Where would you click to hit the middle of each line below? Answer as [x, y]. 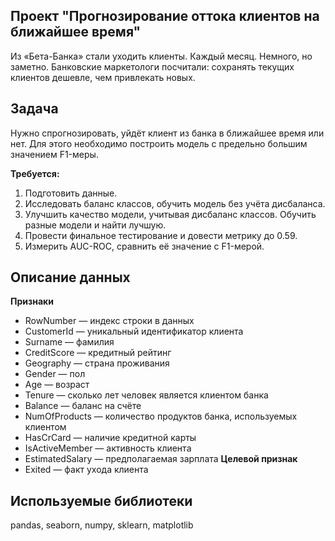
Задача [34, 109]
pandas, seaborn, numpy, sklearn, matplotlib [102, 525]
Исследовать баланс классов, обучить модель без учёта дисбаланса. [175, 203]
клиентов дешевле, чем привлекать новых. [103, 77]
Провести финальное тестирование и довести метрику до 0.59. [161, 235]
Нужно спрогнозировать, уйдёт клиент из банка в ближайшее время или [167, 133]
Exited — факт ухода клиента [86, 470]
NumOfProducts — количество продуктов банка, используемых [161, 416]
